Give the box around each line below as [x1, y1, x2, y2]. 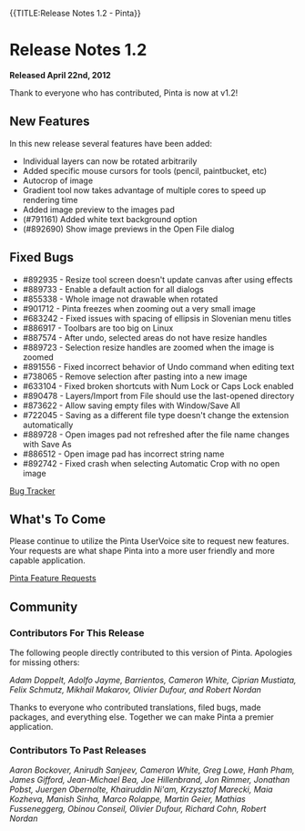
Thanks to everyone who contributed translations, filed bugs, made [9, 702, 261, 713]
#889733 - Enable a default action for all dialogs [22, 283, 205, 294]
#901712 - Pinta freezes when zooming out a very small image [22, 303, 257, 313]
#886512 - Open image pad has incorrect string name [22, 448, 225, 459]
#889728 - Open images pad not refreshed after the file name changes [22, 428, 290, 440]
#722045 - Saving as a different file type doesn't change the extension [22, 409, 290, 420]
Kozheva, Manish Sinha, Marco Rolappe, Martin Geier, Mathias [9, 794, 246, 805]
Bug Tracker [9, 485, 56, 496]
